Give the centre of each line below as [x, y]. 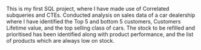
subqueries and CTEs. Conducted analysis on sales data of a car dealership [101, 15]
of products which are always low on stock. [61, 41]
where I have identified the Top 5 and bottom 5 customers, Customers [94, 21]
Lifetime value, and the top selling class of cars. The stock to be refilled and [101, 28]
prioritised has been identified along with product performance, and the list [100, 34]
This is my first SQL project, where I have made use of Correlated [88, 9]
